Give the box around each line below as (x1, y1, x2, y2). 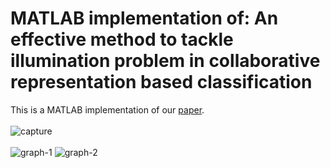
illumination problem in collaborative (10, 50, 321, 72)
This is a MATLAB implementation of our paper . (10, 103, 205, 116)
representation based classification (10, 71, 313, 94)
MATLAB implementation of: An (10, 7, 279, 30)
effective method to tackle (10, 28, 234, 51)
